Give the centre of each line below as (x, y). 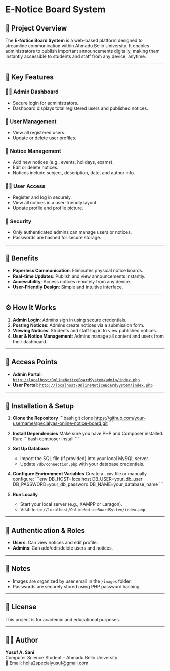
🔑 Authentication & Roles (45, 530)
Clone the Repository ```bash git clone (53, 418)
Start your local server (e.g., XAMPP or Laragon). (71, 504)
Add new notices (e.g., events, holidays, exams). (63, 162)
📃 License (21, 607)
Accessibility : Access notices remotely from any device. (72, 281)
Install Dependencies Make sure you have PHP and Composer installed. (88, 434)
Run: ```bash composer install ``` (46, 439)
